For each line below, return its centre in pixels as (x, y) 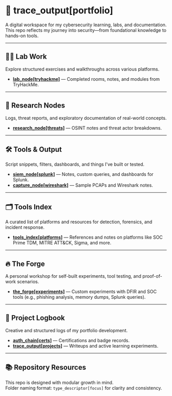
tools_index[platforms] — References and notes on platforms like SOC (88, 237)
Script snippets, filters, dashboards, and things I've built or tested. (75, 165)
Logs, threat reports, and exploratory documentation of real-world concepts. (86, 118)
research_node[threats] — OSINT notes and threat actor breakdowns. (87, 128)
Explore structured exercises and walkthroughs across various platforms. (82, 69)
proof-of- (152, 276)
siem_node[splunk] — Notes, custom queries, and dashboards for (83, 174)
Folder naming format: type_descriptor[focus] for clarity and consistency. (84, 388)
